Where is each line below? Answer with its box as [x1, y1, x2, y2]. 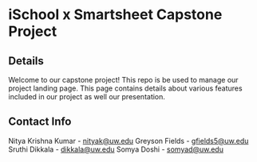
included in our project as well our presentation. [8, 92, 166, 101]
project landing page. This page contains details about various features [8, 83, 243, 93]
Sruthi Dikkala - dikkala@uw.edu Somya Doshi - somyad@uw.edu [8, 145, 223, 154]
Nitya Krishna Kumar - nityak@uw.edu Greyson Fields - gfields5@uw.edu [8, 136, 249, 145]
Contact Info [8, 115, 72, 129]
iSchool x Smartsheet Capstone [8, 6, 223, 24]
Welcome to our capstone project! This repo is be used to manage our [8, 75, 239, 84]
